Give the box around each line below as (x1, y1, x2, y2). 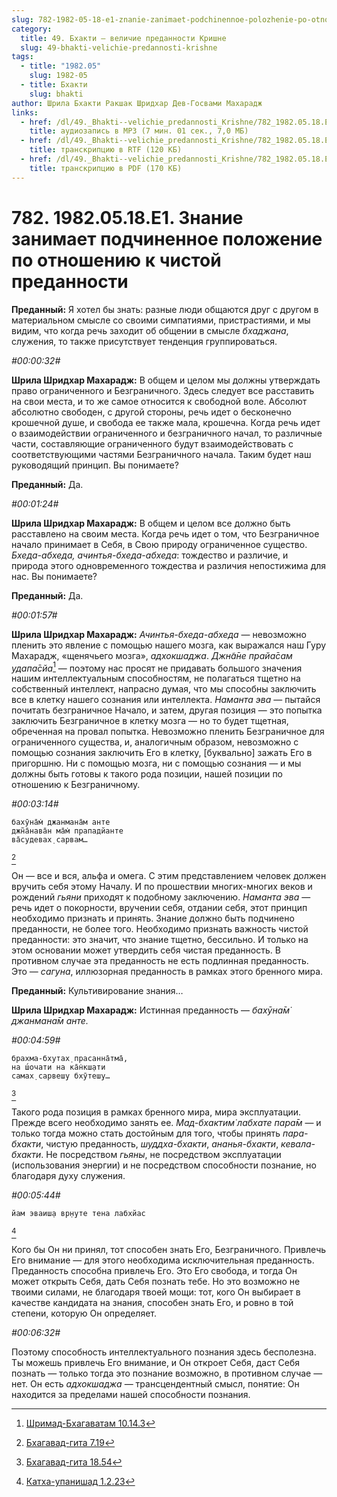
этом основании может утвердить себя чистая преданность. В (11, 944, 281, 956)
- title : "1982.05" (20, 61, 102, 71)
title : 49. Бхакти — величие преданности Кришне (20, 33, 227, 43)
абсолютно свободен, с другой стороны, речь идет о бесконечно (11, 406, 292, 418)
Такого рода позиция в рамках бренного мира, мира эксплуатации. (11, 1106, 302, 1118)
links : (11, 107, 39, 118)
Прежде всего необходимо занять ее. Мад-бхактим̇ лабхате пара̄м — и (11, 1117, 322, 1129)
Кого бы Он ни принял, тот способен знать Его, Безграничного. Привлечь (11, 1244, 327, 1256)
